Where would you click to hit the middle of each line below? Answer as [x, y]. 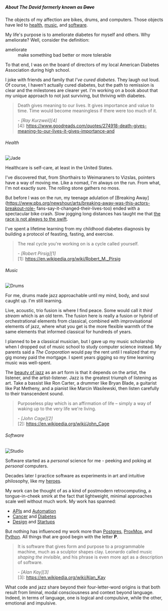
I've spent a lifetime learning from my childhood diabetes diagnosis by [78, 229]
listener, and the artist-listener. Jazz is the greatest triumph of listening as [81, 378]
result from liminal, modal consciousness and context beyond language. [79, 592]
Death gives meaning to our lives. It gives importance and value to [86, 105]
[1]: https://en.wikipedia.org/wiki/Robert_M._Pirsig [69, 259]
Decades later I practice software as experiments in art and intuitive [75, 475]
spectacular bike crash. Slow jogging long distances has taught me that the [83, 214]
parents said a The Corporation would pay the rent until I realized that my [81, 352]
